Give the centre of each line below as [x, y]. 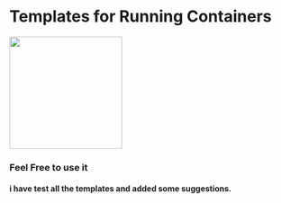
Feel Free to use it [49, 167]
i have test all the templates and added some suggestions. [121, 189]
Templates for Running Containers [140, 17]
